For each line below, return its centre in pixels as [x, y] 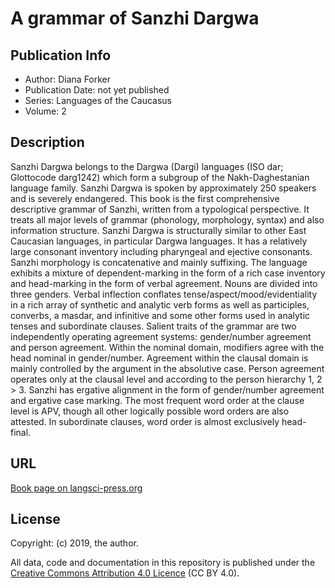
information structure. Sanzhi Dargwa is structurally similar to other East [158, 230]
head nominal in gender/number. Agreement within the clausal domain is [159, 358]
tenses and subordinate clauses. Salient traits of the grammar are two [153, 326]
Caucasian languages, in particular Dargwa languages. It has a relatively [159, 241]
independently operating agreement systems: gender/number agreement [161, 336]
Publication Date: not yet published [97, 90]
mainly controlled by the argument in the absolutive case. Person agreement [167, 368]
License [35, 519]
